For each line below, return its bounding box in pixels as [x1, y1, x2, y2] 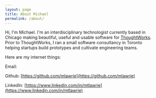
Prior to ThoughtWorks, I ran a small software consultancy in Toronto [5, 40, 142, 46]
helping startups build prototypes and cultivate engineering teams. [5, 45, 138, 51]
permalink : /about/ [5, 16, 45, 21]
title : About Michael [5, 12, 49, 16]
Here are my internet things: [5, 54, 61, 60]
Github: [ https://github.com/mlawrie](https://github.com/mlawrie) [5, 73, 136, 79]
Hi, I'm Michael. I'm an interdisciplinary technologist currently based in [5, 30, 146, 35]
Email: [5, 64, 17, 69]
